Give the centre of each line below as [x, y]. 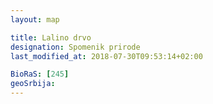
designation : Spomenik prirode [75, 47]
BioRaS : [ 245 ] [40, 74]
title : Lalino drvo [51, 37]
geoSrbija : [33, 84]
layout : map [35, 19]
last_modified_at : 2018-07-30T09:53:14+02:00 [106, 56]
